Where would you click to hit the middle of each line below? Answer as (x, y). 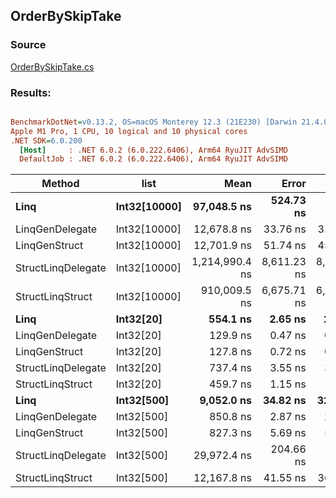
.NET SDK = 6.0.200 (46, 140)
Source (28, 45)
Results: (31, 92)
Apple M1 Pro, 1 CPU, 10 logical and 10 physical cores (129, 131)
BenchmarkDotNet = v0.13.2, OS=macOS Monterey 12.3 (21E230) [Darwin (154, 122)
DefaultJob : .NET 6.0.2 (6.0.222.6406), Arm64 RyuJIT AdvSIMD (153, 159)
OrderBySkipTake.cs (52, 66)
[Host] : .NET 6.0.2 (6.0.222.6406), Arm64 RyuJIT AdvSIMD (153, 150)
